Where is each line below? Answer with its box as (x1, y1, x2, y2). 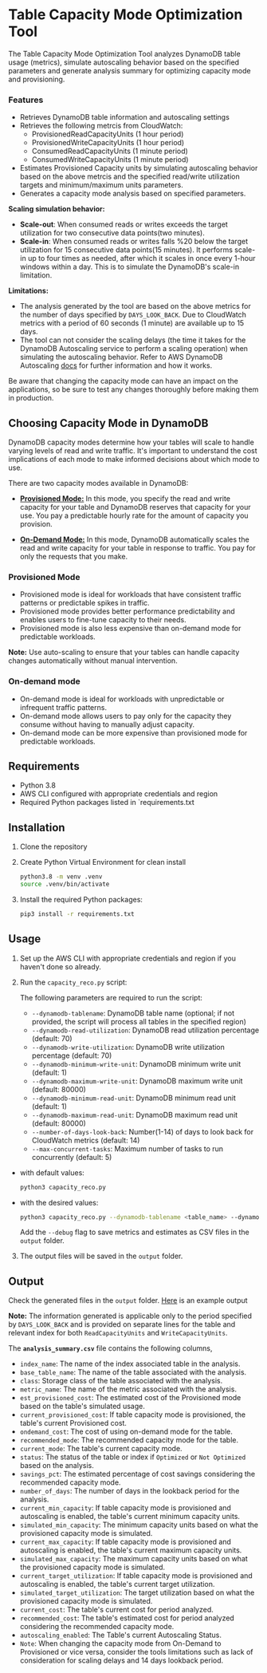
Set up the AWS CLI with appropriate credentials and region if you (19, 953, 237, 963)
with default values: (19, 1167, 85, 1178)
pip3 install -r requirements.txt (19, 910, 135, 918)
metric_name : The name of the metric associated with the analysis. (19, 1384, 238, 1394)
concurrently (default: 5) (31, 1152, 112, 1162)
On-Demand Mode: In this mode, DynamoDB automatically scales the (19, 535, 249, 544)
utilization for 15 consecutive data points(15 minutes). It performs (19, 245, 234, 255)
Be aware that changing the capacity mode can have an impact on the (8, 377, 239, 386)
